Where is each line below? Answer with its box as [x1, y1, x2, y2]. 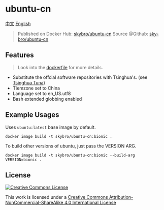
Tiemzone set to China [12, 85, 60, 91]
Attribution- [109, 194, 134, 200]
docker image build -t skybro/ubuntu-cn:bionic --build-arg [5, 153, 136, 158]
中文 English [5, 20, 31, 26]
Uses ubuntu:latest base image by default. [5, 124, 96, 130]
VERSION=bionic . [5, 157, 42, 162]
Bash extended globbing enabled [12, 96, 82, 102]
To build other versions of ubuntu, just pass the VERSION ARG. [5, 143, 137, 149]
